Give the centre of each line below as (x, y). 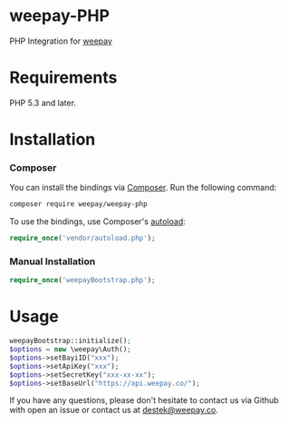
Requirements (63, 78)
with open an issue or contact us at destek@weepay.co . (114, 410)
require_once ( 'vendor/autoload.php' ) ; (82, 238)
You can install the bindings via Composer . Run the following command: (143, 188)
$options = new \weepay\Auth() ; (70, 350)
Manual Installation (53, 261)
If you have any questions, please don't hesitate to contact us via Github (144, 400)
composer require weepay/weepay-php (78, 204)
